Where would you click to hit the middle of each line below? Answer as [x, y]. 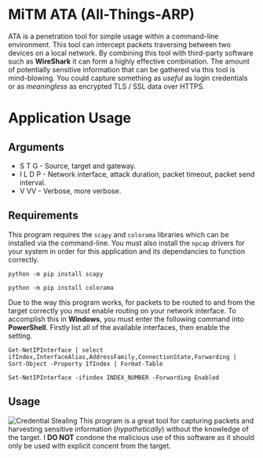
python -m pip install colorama [61, 288]
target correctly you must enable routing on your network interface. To [122, 310]
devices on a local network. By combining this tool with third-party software [131, 53]
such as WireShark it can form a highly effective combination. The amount [129, 61]
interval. [33, 182]
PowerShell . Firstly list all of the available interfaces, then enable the [119, 327]
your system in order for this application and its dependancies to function [127, 251]
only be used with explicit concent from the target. [89, 445]
